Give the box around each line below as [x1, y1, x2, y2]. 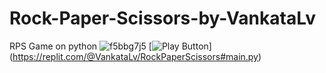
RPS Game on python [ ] [9, 40, 212, 52]
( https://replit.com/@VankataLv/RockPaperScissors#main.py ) [9, 50, 262, 62]
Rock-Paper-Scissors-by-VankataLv [9, 7, 316, 30]
